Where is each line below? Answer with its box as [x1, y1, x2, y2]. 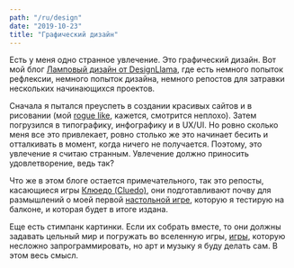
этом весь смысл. [9, 250, 79, 261]
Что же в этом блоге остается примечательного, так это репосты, [9, 175, 264, 186]
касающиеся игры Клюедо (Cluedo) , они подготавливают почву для [9, 185, 272, 196]
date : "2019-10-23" [9, 22, 83, 31]
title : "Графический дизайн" [9, 30, 119, 39]
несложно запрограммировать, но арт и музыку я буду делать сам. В [9, 240, 279, 252]
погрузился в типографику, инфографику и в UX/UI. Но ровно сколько [9, 120, 279, 130]
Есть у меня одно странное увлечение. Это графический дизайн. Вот [9, 55, 277, 66]
